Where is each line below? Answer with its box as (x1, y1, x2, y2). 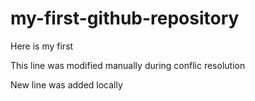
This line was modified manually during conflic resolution (10, 59, 246, 71)
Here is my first (10, 40, 74, 52)
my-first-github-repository (10, 7, 240, 30)
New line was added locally (10, 78, 123, 91)
